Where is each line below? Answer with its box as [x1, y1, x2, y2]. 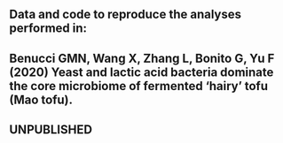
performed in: [9, 21, 87, 36]
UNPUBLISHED [9, 123, 93, 138]
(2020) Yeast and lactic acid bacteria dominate [9, 64, 274, 79]
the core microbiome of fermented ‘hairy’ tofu [9, 79, 269, 94]
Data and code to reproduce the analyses [9, 7, 242, 22]
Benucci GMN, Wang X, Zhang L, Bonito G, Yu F [9, 50, 275, 65]
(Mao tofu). [9, 92, 74, 107]
